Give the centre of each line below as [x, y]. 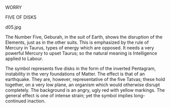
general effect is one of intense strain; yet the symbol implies [69, 96]
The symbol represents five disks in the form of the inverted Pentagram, [80, 69]
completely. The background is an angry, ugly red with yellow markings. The [85, 90]
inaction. [36, 101]
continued [16, 101]
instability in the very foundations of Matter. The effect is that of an [75, 74]
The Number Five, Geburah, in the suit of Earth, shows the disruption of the [84, 37]
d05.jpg [13, 27]
